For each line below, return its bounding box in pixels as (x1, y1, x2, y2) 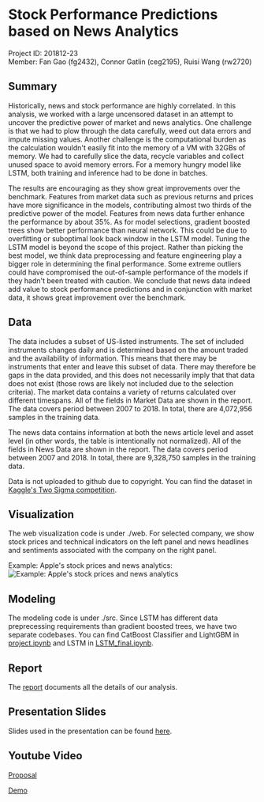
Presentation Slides (8, 706, 106, 719)
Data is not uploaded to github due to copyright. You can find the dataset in (8, 476, 253, 486)
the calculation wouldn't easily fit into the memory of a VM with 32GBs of (8, 142, 246, 152)
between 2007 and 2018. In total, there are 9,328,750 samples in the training (8, 452, 256, 462)
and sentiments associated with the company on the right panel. (8, 546, 217, 555)
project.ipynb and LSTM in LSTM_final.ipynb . (8, 638, 154, 648)
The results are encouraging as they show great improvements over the (8, 183, 240, 193)
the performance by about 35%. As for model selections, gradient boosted (8, 217, 251, 226)
